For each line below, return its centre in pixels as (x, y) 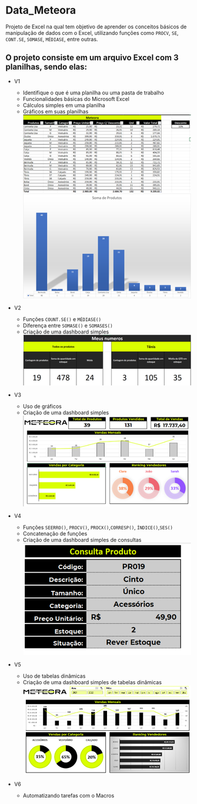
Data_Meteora (41, 10)
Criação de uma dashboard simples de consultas (82, 540)
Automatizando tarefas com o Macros (69, 796)
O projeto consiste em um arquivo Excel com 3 (92, 58)
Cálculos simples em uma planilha (64, 105)
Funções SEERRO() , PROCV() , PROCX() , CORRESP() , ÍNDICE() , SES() (98, 527)
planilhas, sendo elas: (46, 67)
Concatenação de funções (55, 534)
